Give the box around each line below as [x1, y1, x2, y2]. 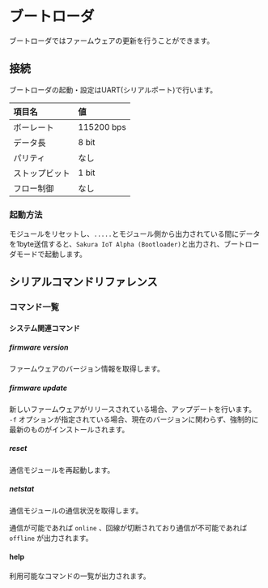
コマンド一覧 [9, 302, 60, 313]
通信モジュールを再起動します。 [9, 465, 115, 474]
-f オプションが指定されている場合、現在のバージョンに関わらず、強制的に [9, 414, 259, 424]
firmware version [9, 342, 69, 352]
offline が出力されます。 [9, 533, 93, 543]
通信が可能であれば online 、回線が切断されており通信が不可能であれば [9, 522, 248, 532]
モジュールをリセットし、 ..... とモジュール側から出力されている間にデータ [9, 229, 261, 239]
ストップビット [13, 167, 71, 178]
